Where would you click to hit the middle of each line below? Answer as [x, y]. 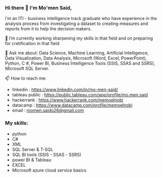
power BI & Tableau [32, 160]
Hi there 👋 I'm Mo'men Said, [38, 8]
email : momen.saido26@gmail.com [48, 111]
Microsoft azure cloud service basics [49, 170]
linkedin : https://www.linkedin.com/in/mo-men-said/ [65, 89]
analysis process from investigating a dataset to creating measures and [77, 23]
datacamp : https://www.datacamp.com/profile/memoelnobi [72, 105]
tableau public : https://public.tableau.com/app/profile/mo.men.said [80, 95]
